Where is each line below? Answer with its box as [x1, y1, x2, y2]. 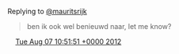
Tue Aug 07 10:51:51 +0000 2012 [14, 37, 122, 46]
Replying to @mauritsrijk [7, 7, 88, 16]
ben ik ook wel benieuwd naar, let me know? [26, 22, 172, 31]
